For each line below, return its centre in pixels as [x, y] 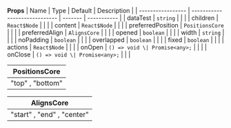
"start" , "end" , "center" [50, 115]
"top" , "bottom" [37, 83]
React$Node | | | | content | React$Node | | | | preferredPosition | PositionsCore [115, 25]
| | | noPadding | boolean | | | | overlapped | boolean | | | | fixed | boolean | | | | [115, 40]
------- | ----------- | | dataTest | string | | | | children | [140, 18]
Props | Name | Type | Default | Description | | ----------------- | [99, 11]
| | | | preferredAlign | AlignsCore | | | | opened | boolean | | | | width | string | [116, 32]
